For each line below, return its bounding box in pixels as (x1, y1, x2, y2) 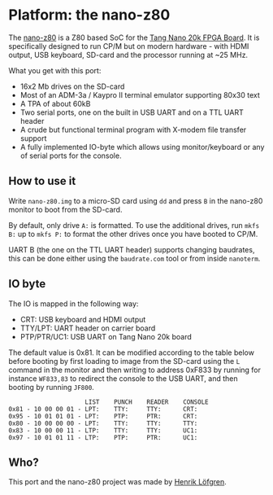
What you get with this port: (8, 65, 102, 75)
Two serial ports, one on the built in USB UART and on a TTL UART (19, 107, 244, 117)
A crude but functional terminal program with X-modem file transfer (19, 125, 247, 134)
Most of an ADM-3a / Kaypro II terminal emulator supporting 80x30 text (19, 90, 260, 99)
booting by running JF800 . (8, 382, 95, 392)
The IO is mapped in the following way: (8, 299, 139, 309)
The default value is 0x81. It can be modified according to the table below (8, 348, 254, 357)
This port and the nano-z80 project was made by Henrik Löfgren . (8, 477, 227, 487)
